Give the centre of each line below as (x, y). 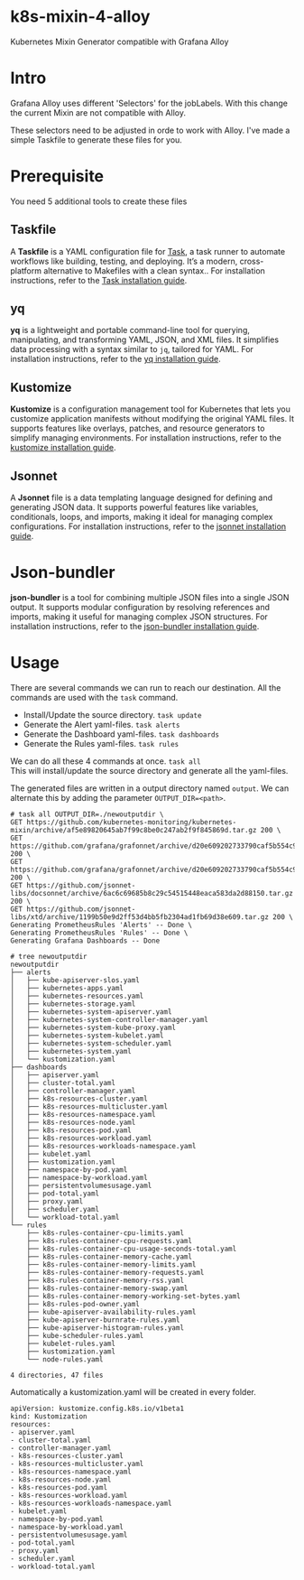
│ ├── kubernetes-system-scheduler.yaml (91, 1043)
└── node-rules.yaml (65, 1359)
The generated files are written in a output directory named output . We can (150, 788)
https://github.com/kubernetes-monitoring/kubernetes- (132, 822)
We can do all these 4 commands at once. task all (106, 761)
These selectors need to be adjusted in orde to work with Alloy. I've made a (150, 130)
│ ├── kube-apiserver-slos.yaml (75, 980)
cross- (252, 261)
